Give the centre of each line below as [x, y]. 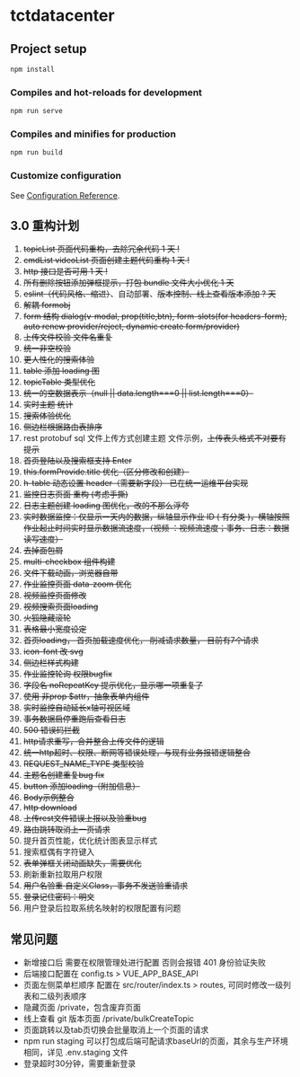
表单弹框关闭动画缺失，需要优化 [82, 863]
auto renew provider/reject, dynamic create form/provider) [132, 327]
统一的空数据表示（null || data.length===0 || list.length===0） [138, 393]
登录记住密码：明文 [59, 897]
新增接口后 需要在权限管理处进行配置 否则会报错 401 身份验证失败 [145, 963]
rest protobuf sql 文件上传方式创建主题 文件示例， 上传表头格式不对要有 [154, 438]
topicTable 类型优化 [59, 382]
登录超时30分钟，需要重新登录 [79, 1064]
